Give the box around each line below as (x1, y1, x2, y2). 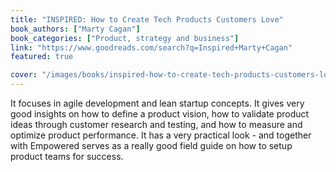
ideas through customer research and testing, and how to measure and (10, 119, 303, 130)
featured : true (10, 52, 74, 62)
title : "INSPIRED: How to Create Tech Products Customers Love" (10, 14, 284, 25)
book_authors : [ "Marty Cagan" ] (10, 24, 141, 34)
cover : (10, 70, 38, 80)
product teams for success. (10, 151, 124, 162)
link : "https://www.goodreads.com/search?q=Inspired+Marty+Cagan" (10, 42, 293, 53)
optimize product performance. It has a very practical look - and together (10, 129, 312, 141)
